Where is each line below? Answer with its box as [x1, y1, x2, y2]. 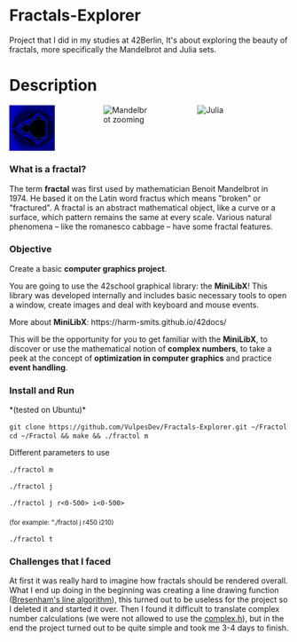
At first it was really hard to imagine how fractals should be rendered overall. [9, 575, 288, 586]
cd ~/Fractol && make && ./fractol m [9, 432, 149, 440]
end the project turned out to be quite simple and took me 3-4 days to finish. [9, 622, 289, 633]
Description [9, 75, 98, 96]
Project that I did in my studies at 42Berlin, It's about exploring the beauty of [9, 35, 288, 45]
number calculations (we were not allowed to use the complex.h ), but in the [9, 614, 285, 624]
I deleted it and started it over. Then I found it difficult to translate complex [9, 604, 280, 614]
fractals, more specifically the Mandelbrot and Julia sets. [9, 44, 217, 54]
